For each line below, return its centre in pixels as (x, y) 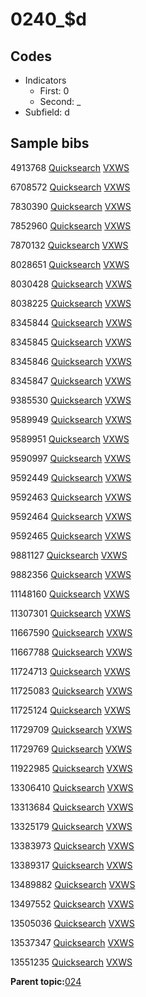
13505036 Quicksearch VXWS (72, 923)
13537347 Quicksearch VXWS (72, 942)
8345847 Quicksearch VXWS (71, 380)
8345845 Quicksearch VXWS (71, 342)
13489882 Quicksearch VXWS (73, 884)
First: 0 (54, 91)
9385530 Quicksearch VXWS (71, 400)
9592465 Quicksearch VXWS (71, 535)
